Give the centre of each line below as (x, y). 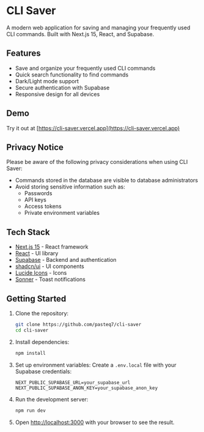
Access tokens (43, 206)
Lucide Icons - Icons (41, 273)
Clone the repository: (42, 313)
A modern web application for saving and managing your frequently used (98, 28)
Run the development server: (52, 399)
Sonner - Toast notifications (50, 280)
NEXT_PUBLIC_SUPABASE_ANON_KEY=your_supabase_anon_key (86, 388)
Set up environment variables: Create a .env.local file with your (96, 365)
